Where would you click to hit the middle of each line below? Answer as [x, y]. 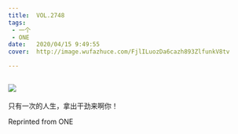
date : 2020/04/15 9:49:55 [54, 45]
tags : [17, 23]
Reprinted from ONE [41, 121]
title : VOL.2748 [37, 15]
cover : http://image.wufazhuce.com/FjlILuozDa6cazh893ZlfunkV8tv [119, 52]
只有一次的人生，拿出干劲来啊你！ [63, 106]
